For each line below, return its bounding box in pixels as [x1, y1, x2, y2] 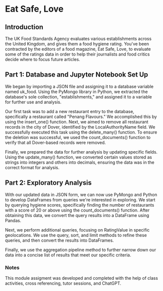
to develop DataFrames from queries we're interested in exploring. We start [5, 196, 156, 203]
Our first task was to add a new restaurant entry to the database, [5, 108, 134, 114]
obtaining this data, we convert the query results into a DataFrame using [5, 212, 149, 218]
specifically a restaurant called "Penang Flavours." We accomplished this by [5, 114, 157, 119]
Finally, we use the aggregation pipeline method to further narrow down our [5, 247, 156, 252]
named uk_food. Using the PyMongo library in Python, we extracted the [5, 89, 148, 95]
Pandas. [5, 217, 21, 223]
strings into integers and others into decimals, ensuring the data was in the [5, 159, 154, 165]
